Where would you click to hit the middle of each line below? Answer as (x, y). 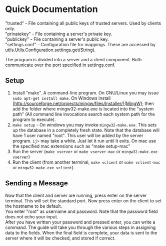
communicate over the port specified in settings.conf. (60, 65)
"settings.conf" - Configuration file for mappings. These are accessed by (80, 44)
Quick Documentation (52, 9)
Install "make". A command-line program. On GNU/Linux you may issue (85, 93)
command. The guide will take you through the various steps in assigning (80, 227)
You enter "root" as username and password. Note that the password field (81, 211)
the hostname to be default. (34, 206)
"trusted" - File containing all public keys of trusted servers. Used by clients (83, 23)
